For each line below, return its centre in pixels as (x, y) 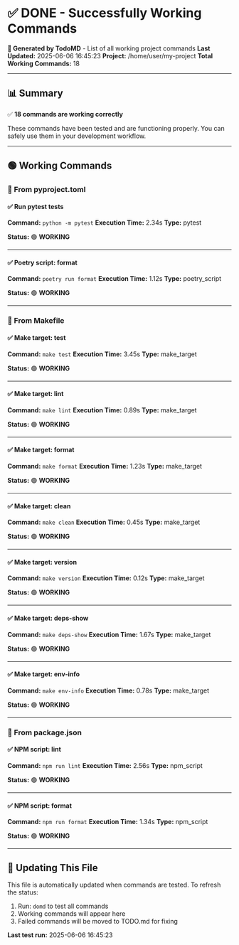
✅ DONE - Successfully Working (105, 13)
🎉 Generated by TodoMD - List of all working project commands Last (109, 48)
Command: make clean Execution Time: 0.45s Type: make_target (104, 522)
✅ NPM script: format (40, 806)
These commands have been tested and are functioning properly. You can (116, 128)
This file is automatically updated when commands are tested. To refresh (114, 885)
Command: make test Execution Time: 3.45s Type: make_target (102, 354)
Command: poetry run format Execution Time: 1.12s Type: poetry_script (115, 279)
